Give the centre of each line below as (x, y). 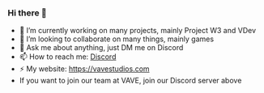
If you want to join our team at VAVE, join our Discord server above (130, 81)
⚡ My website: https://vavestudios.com (85, 69)
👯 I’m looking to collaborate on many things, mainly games (117, 39)
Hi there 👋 (28, 13)
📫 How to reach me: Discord (68, 57)
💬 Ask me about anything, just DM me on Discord (101, 48)
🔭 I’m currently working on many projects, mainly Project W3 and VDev (138, 31)
